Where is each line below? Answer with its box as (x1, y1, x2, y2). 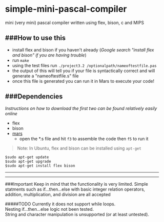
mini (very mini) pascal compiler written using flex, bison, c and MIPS (5, 20, 144, 25)
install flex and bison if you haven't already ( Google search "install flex (12, 47, 154, 52)
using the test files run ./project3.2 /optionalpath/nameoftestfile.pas (12, 62, 157, 68)
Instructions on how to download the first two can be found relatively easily (5, 105, 157, 111)
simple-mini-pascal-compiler (5, 3, 127, 15)
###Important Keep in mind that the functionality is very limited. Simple (5, 181, 148, 187)
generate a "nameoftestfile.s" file (12, 73, 79, 79)
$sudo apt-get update (5, 154, 49, 160)
